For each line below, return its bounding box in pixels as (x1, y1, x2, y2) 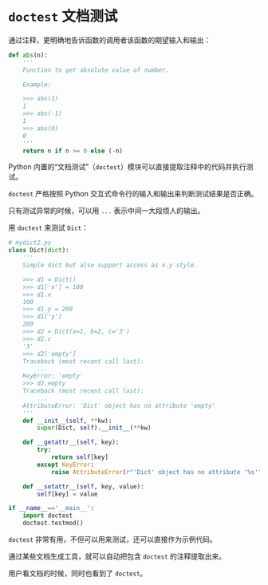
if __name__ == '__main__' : (8, 504, 94, 512)
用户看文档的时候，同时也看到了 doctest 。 (8, 568, 148, 579)
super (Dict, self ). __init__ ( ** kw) (37, 424, 152, 432)
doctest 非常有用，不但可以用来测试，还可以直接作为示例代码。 (8, 535, 218, 544)
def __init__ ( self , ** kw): (22, 417, 112, 425)
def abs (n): (8, 51, 48, 59)
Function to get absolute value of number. (22, 65, 170, 74)
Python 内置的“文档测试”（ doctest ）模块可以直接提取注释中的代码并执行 (8, 162, 246, 172)
